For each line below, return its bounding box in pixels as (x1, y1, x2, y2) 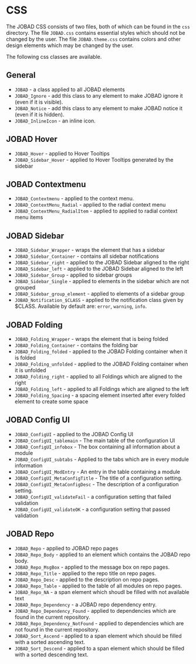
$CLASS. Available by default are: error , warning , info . (14, 303, 147, 310)
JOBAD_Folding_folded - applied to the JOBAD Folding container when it (14, 348, 188, 355)
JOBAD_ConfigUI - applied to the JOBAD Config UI (14, 430, 134, 437)
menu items (14, 214, 43, 221)
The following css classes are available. (6, 53, 102, 60)
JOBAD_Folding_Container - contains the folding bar (14, 342, 138, 348)
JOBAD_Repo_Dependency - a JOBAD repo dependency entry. (14, 601, 157, 608)
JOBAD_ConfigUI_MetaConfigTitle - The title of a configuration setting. (14, 474, 183, 482)
